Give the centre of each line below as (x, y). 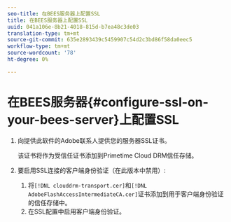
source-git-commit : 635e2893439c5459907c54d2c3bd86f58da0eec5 (100, 40)
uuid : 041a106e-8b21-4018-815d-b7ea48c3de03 (73, 27)
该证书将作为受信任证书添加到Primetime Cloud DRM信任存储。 (107, 155)
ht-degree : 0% (28, 60)
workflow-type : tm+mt (39, 46)
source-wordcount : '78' (42, 53)
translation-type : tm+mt (43, 33)
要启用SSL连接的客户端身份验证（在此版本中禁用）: (91, 170)
